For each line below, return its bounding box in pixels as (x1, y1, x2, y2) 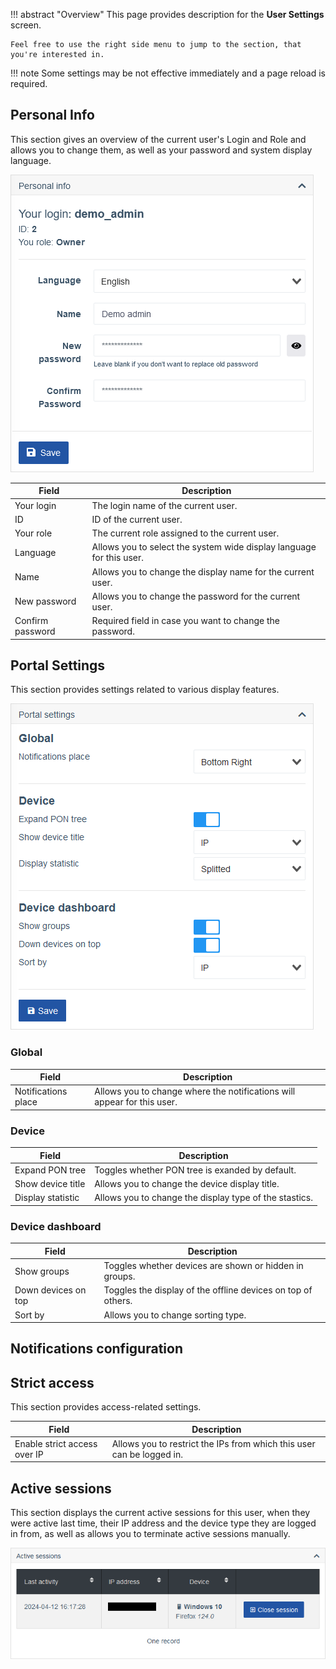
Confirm (14, 615, 49, 627)
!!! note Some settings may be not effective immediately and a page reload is (10, 67, 326, 79)
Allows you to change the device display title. (94, 1178, 280, 1190)
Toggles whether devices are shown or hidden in (103, 1260, 304, 1272)
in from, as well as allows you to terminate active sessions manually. (10, 1528, 291, 1540)
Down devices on (14, 1284, 87, 1296)
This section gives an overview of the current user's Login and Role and (10, 133, 307, 145)
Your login (14, 499, 57, 511)
